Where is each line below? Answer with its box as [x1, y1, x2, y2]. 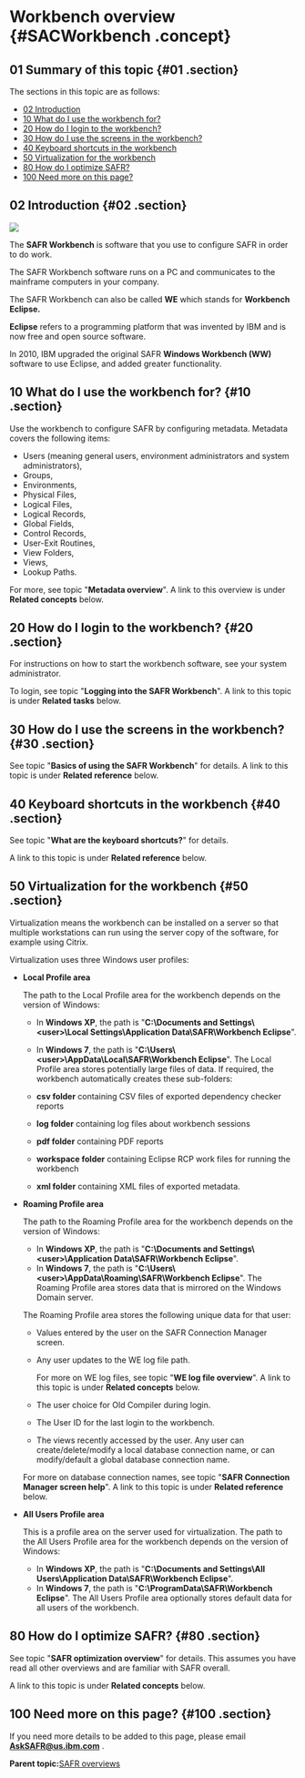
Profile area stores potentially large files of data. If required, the [36, 1063, 275, 1074]
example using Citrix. [9, 936, 89, 947]
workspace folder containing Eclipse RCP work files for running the [36, 1153, 291, 1164]
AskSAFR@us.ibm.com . [9, 1740, 105, 1751]
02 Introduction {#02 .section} [9, 198, 188, 213]
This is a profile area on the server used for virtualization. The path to [22, 1526, 283, 1537]
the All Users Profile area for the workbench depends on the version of [22, 1536, 289, 1547]
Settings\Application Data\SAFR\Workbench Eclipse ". [89, 1027, 297, 1037]
